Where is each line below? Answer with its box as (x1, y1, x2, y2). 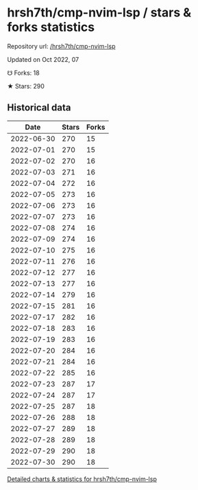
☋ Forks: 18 (7, 69, 40, 77)
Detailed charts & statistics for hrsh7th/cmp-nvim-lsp (7, 475, 158, 483)
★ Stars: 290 (7, 82, 45, 90)
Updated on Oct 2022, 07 (7, 55, 79, 63)
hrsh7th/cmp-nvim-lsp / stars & (7, 5, 192, 21)
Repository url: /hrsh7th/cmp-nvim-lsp (7, 42, 116, 50)
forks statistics (7, 19, 95, 35)
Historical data (7, 102, 71, 114)
